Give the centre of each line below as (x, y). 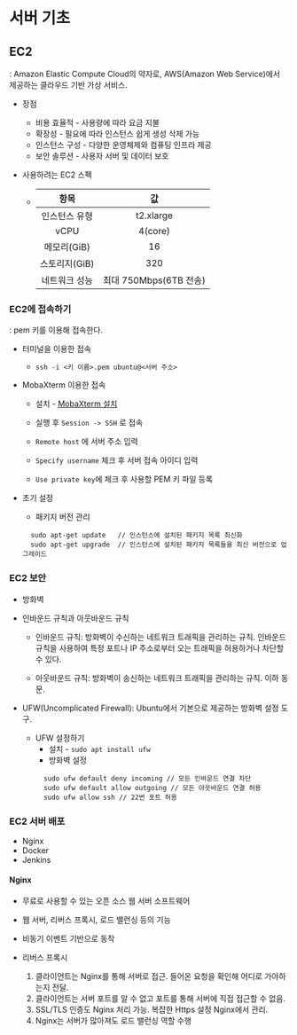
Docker (35, 850)
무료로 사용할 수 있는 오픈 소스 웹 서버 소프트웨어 (106, 901)
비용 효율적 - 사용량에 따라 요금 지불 (97, 122)
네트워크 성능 (67, 280)
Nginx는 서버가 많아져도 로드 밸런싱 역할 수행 (113, 1021)
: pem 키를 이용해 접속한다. (56, 330)
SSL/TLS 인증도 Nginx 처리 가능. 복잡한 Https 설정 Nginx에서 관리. (152, 1010)
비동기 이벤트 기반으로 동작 (68, 939)
